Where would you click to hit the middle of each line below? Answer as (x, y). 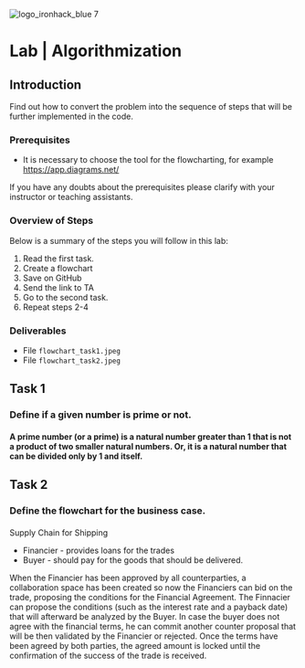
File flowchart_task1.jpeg (72, 350)
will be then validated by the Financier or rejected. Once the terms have (144, 636)
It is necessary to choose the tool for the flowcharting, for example (148, 160)
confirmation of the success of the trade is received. (108, 655)
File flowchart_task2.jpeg (72, 360)
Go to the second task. (65, 297)
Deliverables (38, 331)
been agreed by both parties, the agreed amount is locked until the (135, 645)
